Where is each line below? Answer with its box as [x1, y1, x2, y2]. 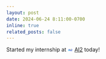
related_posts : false [6, 29, 61, 35]
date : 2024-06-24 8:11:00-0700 [6, 16, 85, 22]
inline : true [6, 22, 39, 28]
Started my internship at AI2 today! [6, 46, 100, 54]
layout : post [6, 10, 39, 16]
